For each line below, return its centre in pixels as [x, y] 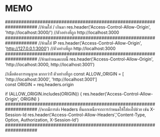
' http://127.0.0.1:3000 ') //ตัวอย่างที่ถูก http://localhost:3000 [60, 48]
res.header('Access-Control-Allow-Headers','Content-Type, [87, 115]
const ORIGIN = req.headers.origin [39, 84]
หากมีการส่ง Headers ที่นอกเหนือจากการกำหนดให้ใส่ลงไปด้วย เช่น [95, 109]
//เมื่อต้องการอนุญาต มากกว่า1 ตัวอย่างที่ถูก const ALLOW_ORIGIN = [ [65, 74]
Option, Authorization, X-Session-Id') [42, 120]
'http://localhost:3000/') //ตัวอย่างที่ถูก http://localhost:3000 [62, 32]
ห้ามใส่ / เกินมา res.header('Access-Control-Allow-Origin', [96, 27]
